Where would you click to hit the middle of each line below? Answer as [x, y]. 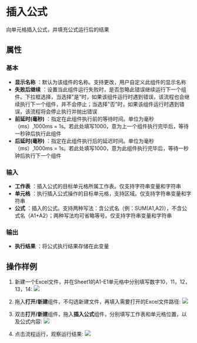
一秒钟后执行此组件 [38, 134]
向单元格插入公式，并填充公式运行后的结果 [58, 29]
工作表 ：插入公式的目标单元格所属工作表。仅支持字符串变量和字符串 [98, 186]
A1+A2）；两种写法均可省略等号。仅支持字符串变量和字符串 [101, 215]
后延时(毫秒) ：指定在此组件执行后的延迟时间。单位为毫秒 [84, 141]
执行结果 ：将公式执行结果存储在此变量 [62, 246]
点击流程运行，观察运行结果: [49, 334]
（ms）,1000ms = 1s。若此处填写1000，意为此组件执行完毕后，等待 [96, 148]
